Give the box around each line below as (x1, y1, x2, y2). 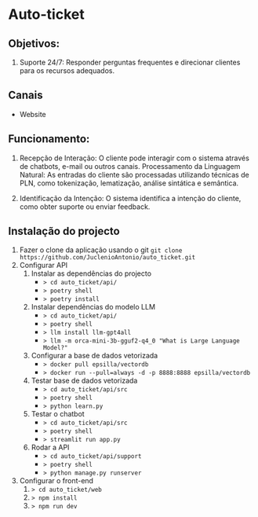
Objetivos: (8, 37, 60, 50)
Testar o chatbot (31, 409, 85, 419)
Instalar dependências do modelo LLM (31, 302, 155, 312)
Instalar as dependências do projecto (31, 269, 151, 278)
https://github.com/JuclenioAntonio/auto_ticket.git (19, 254, 196, 262)
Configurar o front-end (19, 476, 94, 486)
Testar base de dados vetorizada (31, 376, 138, 386)
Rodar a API (31, 442, 70, 453)
